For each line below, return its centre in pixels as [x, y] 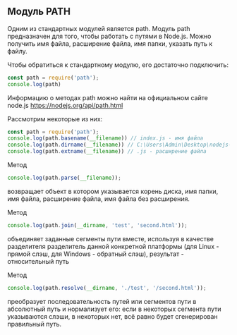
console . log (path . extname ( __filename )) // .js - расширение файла [107, 152]
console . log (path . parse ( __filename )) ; [64, 178]
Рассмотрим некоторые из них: [55, 118]
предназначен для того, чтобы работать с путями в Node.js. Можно [109, 36]
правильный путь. [35, 324]
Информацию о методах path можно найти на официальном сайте [108, 97]
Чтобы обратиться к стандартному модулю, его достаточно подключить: [118, 65]
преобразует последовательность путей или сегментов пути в [102, 301]
